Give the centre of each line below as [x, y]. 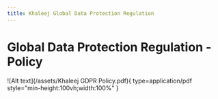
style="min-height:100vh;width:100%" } [63, 88]
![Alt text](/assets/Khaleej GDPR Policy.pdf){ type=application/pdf [100, 81]
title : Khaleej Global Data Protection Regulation [81, 13]
